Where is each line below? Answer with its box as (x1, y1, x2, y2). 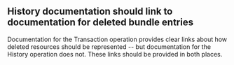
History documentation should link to (7, 6, 173, 17)
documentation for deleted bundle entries (7, 17, 194, 29)
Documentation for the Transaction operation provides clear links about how (7, 35, 228, 43)
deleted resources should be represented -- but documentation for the (7, 42, 212, 51)
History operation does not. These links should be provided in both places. (7, 50, 223, 58)
